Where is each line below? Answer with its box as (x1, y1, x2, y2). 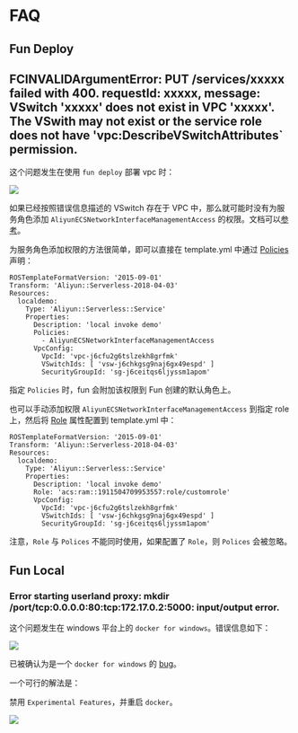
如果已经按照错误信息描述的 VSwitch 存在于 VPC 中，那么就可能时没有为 (9, 203, 277, 214)
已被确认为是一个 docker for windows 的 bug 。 (9, 658, 182, 669)
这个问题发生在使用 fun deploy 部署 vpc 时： (9, 167, 175, 178)
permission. (9, 141, 78, 157)
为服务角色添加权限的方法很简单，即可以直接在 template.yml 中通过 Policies (9, 244, 289, 255)
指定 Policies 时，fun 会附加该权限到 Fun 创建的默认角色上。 (9, 384, 236, 395)
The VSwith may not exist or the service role (9, 113, 263, 128)
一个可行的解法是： (9, 677, 81, 688)
